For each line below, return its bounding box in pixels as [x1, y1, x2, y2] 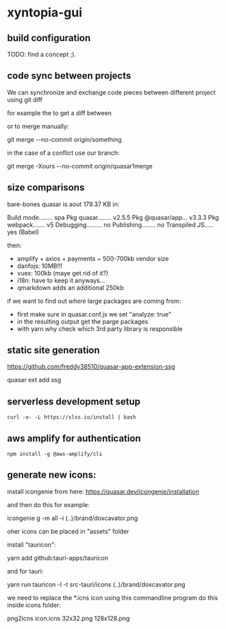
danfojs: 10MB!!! [16, 262, 63, 270]
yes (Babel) [7, 227, 40, 236]
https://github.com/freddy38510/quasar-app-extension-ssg [7, 362, 176, 371]
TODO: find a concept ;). [7, 50, 77, 58]
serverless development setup [7, 395, 141, 407]
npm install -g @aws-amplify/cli [7, 451, 103, 458]
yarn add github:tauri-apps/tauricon [7, 554, 108, 562]
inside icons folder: [7, 601, 62, 609]
